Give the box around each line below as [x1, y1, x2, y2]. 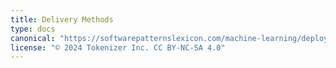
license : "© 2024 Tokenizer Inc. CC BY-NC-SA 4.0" [10, 42, 226, 53]
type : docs [10, 24, 56, 34]
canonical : [10, 33, 56, 43]
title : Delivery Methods [10, 14, 114, 25]
